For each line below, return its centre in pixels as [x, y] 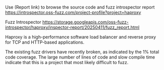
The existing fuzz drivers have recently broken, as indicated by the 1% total [82, 52]
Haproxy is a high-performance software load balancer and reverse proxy [81, 37]
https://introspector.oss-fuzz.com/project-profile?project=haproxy [73, 12]
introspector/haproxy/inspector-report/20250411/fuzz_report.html [72, 27]
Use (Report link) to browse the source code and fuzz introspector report [80, 7]
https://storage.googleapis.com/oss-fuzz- [85, 22]
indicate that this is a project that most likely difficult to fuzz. [67, 62]
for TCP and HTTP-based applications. [45, 42]
